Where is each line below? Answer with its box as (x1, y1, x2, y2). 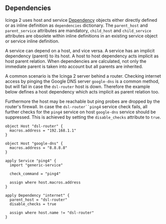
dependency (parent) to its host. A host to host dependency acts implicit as (5, 53, 159, 59)
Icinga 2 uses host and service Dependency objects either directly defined (5, 17, 158, 23)
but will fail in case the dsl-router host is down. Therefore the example (5, 84, 150, 90)
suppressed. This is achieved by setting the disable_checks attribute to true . (5, 114, 161, 120)
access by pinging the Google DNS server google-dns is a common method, (5, 78, 160, 84)
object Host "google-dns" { (5, 141, 63, 146)
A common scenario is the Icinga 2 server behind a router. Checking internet (5, 73, 161, 79)
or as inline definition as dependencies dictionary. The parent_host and (5, 22, 148, 28)
